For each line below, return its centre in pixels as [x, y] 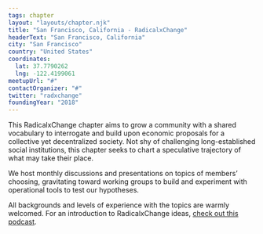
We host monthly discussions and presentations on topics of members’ [123, 174]
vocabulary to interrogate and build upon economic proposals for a [117, 133]
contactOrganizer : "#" [45, 88]
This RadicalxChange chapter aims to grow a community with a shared [122, 125]
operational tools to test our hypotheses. [74, 190]
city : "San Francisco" [45, 45]
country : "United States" [50, 52]
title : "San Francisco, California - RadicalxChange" [98, 30]
